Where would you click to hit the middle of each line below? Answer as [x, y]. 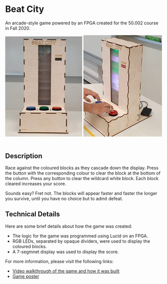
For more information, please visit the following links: [59, 261]
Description [24, 156]
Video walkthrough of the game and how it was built [66, 271]
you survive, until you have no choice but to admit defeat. [64, 198]
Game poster [26, 276]
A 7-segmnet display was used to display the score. [66, 252]
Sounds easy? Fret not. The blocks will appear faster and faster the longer [81, 193]
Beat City [25, 9]
